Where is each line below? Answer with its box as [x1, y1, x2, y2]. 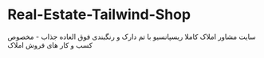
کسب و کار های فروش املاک [7, 40, 93, 49]
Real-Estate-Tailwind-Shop [7, 6, 191, 24]
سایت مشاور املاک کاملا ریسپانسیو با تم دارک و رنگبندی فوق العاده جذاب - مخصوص [7, 32, 256, 41]
